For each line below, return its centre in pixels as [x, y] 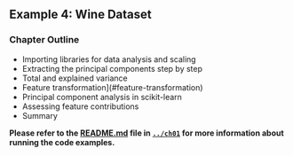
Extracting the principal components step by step [112, 68]
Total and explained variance [75, 78]
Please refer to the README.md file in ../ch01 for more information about [146, 133]
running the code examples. [62, 142]
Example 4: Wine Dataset [81, 15]
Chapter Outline [44, 40]
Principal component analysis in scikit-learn [102, 97]
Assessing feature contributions [80, 106]
